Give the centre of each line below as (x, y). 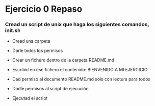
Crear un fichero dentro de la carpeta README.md (63, 60)
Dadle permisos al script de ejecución (50, 89)
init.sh (13, 30)
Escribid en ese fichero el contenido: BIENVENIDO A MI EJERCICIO (80, 70)
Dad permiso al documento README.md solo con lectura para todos (81, 79)
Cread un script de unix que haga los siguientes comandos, (77, 25)
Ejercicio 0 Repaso (44, 9)
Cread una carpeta (31, 41)
